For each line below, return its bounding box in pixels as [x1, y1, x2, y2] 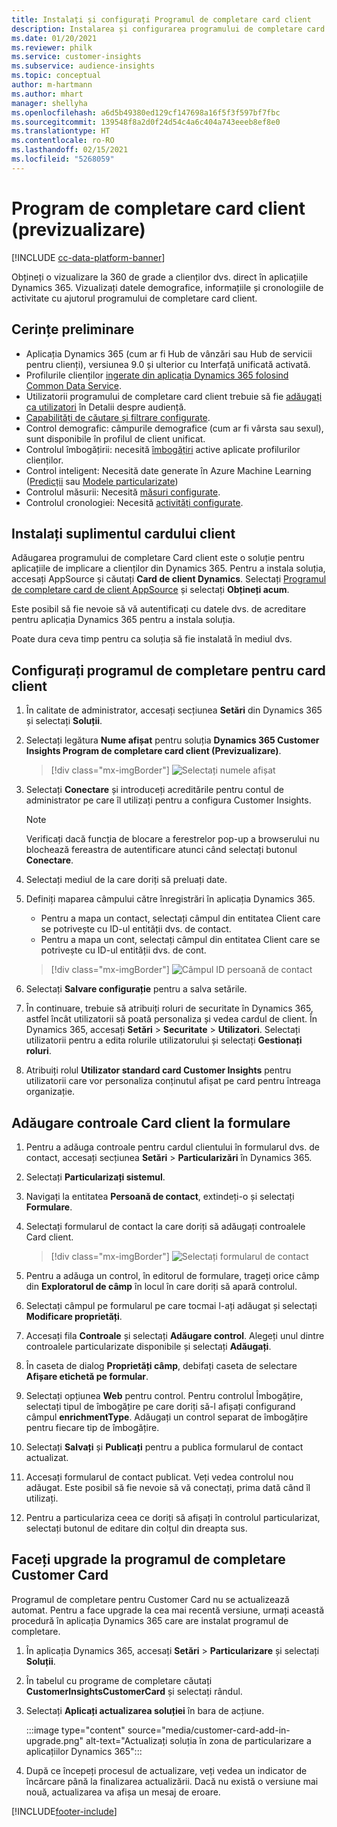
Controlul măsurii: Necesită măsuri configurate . [25, 486, 221, 498]
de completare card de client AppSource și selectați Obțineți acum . [11, 584, 290, 596]
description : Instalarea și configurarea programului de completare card [11, 24, 326, 34]
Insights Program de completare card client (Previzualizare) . [25, 745, 282, 757]
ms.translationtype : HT [11, 126, 111, 136]
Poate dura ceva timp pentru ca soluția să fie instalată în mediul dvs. [11, 633, 293, 645]
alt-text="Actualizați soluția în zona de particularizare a [85, 1734, 312, 1746]
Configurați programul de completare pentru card [11, 662, 326, 679]
